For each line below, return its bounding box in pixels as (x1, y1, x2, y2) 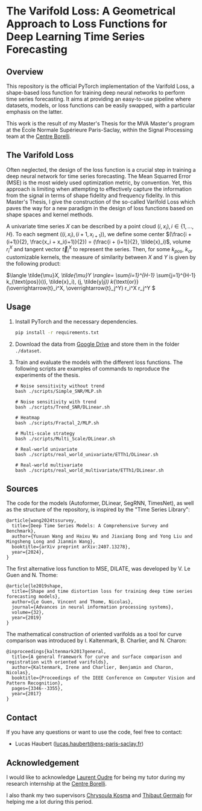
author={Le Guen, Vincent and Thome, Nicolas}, (11, 599, 134, 605)
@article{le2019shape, (6, 583, 63, 589)
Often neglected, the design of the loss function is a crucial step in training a (6, 166, 196, 173)
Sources (6, 483, 39, 493)
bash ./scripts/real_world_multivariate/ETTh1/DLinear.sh (14, 467, 164, 474)
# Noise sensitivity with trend (14, 399, 96, 405)
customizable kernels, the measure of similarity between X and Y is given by (6, 253, 196, 260)
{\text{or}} (113, 278, 139, 285)
